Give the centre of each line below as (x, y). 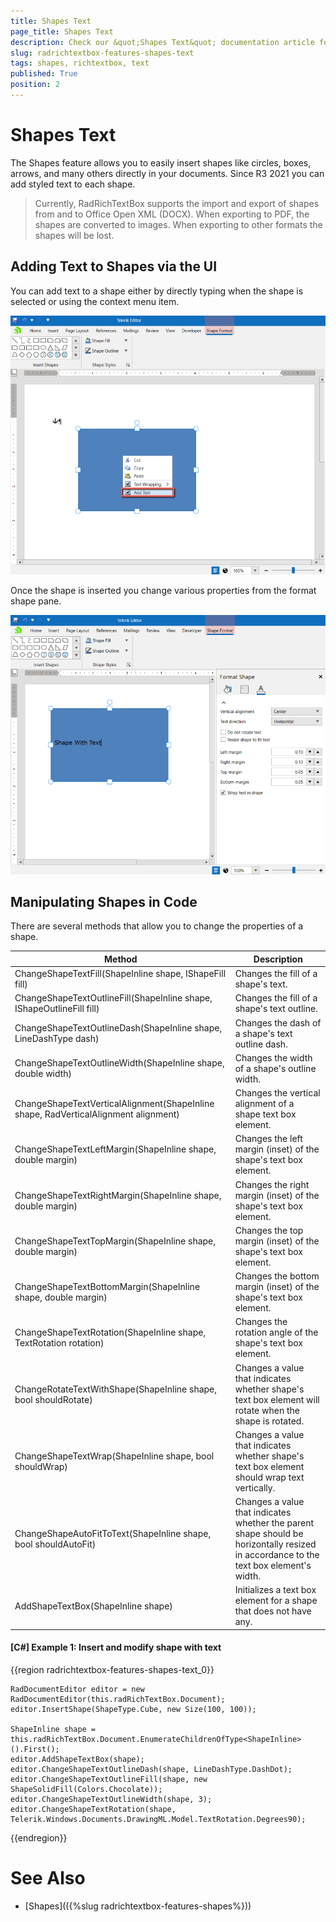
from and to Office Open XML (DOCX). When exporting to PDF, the (172, 214)
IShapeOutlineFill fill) (57, 1009)
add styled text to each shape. (73, 184)
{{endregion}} (39, 1838)
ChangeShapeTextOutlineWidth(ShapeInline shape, (119, 1063)
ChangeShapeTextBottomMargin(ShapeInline (107, 1287)
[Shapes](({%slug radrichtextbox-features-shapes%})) (138, 1906)
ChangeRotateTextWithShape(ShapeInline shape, (116, 1389)
